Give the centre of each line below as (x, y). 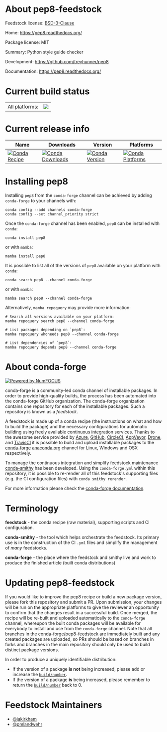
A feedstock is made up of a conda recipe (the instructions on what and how (83, 421)
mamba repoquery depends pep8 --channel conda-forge (61, 347)
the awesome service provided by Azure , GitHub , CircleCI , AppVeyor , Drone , (83, 437)
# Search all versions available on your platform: (60, 317)
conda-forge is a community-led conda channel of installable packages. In (81, 390)
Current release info (47, 129)
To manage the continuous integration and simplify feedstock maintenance (82, 463)
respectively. (18, 453)
